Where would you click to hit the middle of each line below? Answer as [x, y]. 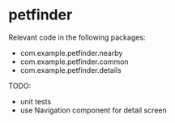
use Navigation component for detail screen [94, 110]
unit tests [36, 101]
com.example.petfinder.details [70, 70]
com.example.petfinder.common [74, 61]
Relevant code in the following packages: [77, 37]
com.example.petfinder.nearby [71, 53]
